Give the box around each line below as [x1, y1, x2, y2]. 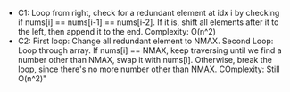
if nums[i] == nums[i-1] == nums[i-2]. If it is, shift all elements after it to [17, 17, 279, 27]
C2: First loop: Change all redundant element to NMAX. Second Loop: [17, 35, 274, 46]
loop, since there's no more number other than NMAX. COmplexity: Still [17, 64, 280, 74]
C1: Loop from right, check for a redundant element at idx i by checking [17, 8, 280, 18]
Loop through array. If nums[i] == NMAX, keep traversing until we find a [17, 45, 283, 56]
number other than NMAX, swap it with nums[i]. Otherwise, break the [17, 55, 272, 65]
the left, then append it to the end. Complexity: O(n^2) [17, 27, 217, 36]
